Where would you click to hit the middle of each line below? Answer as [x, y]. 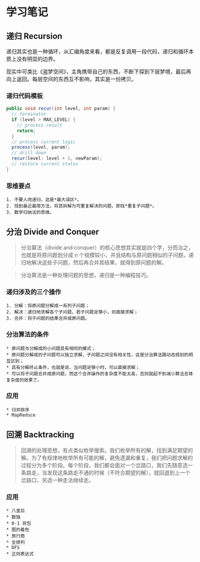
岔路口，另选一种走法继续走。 [57, 480]
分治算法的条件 [28, 335]
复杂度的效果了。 [24, 380]
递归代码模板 [25, 96]
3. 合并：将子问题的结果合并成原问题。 [48, 319]
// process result [40, 125]
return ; [26, 131]
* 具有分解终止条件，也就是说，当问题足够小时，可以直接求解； [73, 367]
